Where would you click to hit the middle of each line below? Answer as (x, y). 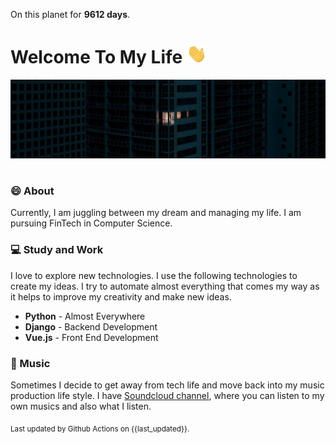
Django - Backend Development (91, 326)
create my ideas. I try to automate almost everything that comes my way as (165, 286)
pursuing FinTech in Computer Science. (91, 223)
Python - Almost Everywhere (85, 316)
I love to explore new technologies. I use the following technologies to (154, 275)
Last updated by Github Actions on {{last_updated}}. (100, 429)
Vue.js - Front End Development (91, 337)
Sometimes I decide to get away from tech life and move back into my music (167, 385)
